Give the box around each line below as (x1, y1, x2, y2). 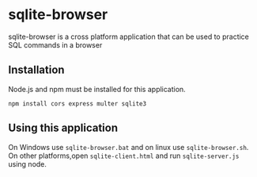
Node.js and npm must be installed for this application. (8, 84, 186, 94)
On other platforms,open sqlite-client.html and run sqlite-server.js (8, 151, 240, 160)
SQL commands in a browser (8, 40, 103, 49)
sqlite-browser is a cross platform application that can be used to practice (8, 32, 249, 41)
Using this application (8, 121, 119, 135)
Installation (8, 63, 65, 77)
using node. (8, 159, 47, 168)
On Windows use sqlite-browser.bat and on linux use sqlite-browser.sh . (8, 142, 249, 152)
